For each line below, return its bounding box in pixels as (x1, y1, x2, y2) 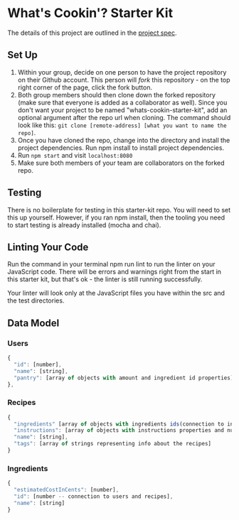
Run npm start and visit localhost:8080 (17, 151, 133, 159)
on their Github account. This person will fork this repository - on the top (17, 75, 230, 84)
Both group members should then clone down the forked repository (17, 90, 216, 99)
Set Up (7, 49, 38, 61)
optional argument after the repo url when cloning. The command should (17, 113, 231, 121)
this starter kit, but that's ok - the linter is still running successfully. (7, 275, 203, 283)
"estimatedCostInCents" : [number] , (14, 487, 119, 494)
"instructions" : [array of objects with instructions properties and (14, 427, 224, 434)
